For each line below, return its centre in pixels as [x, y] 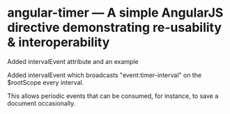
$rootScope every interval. [46, 82]
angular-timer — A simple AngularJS [115, 13]
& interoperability [59, 42]
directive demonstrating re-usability [114, 27]
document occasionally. [41, 103]
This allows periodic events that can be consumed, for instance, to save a [113, 96]
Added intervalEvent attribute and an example [73, 61]
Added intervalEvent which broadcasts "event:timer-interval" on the [105, 75]
